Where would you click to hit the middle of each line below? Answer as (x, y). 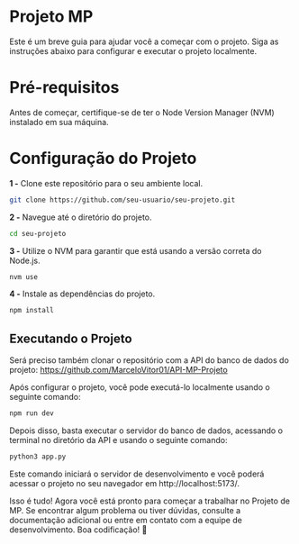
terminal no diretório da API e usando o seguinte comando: (118, 440)
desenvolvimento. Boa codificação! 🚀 (78, 530)
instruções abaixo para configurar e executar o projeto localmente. (133, 50)
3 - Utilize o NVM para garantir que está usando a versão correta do (136, 250)
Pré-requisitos (64, 88)
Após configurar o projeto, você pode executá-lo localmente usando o (140, 387)
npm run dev (32, 413)
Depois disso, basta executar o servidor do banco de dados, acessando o (146, 431)
